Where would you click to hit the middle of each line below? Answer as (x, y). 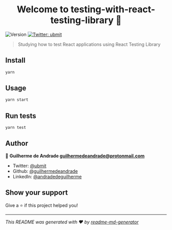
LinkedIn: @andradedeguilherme (47, 176)
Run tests (21, 116)
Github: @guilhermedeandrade (45, 171)
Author (17, 143)
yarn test (16, 128)
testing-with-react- (113, 9)
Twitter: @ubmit (29, 166)
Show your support (37, 193)
